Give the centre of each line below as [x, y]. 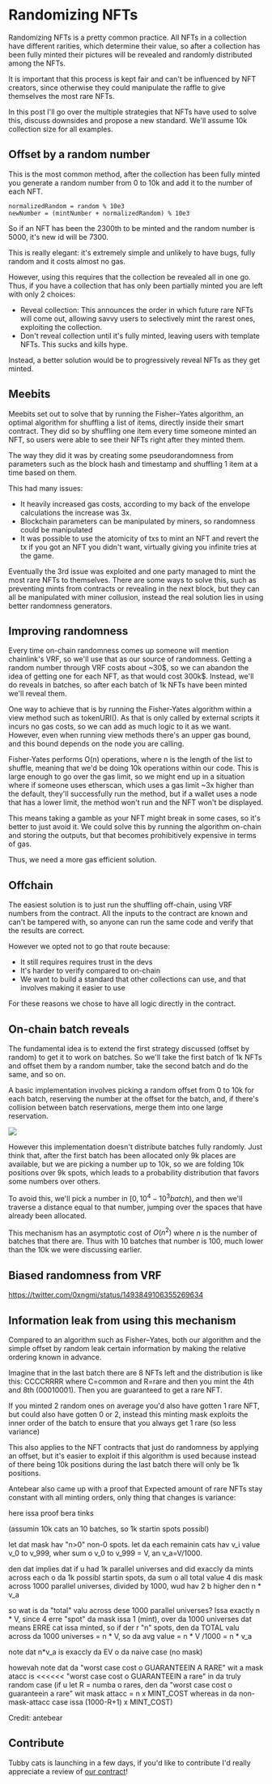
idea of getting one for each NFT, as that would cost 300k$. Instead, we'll [131, 676]
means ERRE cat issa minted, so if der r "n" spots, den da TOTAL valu [124, 1628]
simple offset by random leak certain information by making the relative [127, 1348]
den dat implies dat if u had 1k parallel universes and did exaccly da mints [131, 1568]
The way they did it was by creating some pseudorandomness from [121, 455]
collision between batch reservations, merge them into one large [116, 1107]
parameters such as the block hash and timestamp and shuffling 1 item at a [133, 464]
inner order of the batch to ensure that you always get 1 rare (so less [122, 1422]
